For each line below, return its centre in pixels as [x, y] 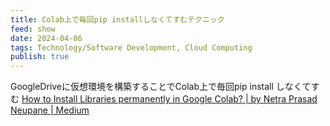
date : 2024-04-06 [46, 38]
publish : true [40, 57]
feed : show [33, 29]
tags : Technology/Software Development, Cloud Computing [131, 47]
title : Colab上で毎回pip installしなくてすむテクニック [117, 19]
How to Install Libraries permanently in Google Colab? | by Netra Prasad [169, 99]
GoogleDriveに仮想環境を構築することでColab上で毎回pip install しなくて [161, 87]
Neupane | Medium [50, 110]
